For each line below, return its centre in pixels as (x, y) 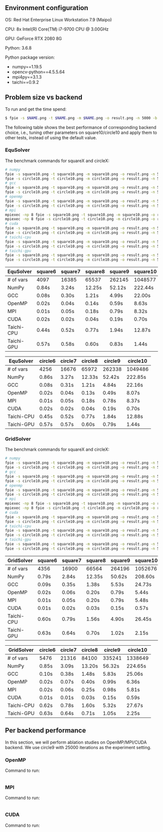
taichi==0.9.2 (25, 82)
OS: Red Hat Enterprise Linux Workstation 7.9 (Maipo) (58, 19)
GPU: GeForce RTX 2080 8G (33, 38)
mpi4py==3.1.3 (27, 77)
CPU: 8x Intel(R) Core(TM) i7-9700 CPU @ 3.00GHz (57, 29)
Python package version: (30, 57)
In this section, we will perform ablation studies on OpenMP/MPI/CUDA (76, 742)
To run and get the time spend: (36, 109)
